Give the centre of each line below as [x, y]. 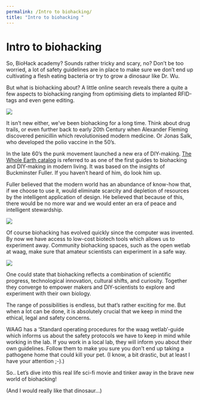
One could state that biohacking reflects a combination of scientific [89, 274]
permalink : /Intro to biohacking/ [49, 12]
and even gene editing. [47, 100]
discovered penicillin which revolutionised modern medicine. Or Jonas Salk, [99, 136]
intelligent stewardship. [35, 210]
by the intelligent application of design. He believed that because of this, [95, 197]
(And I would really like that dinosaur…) [54, 391]
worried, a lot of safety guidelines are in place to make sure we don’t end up [100, 70]
